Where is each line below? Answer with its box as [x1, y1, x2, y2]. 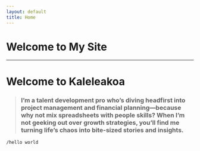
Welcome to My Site [6, 40, 107, 54]
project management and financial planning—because [20, 103, 182, 112]
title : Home [6, 14, 36, 20]
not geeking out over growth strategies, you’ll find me [20, 118, 180, 127]
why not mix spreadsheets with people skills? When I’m [20, 111, 185, 119]
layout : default [6, 8, 46, 15]
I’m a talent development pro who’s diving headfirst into [20, 96, 186, 104]
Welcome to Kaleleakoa [6, 75, 125, 88]
